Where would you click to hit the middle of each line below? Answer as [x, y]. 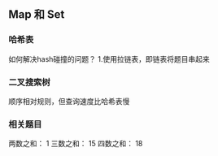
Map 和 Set [37, 15]
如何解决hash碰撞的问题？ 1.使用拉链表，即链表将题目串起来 [109, 58]
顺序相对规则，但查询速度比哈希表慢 [69, 101]
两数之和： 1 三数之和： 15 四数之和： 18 [76, 144]
